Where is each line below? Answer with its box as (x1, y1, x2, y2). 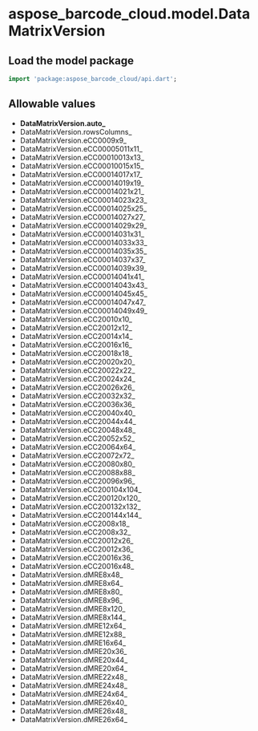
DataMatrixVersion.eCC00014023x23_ (19, 195, 147, 204)
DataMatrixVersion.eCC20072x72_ (19, 450, 135, 460)
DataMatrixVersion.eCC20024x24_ (19, 374, 136, 383)
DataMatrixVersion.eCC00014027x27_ (19, 212, 146, 221)
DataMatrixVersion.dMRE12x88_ (19, 629, 126, 639)
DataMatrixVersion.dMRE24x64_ (19, 689, 128, 698)
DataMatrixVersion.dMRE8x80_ (19, 587, 123, 596)
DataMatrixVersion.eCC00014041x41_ (19, 272, 145, 281)
